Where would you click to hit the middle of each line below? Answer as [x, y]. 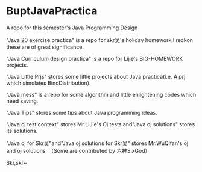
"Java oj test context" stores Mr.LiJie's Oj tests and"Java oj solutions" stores [101, 124]
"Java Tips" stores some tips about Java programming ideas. [82, 112]
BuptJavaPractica [52, 11]
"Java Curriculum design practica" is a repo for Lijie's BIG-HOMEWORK [95, 58]
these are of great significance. [45, 47]
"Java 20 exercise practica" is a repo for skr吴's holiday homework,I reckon [100, 40]
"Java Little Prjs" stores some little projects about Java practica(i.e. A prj [96, 76]
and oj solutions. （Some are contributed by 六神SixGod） [78, 150]
